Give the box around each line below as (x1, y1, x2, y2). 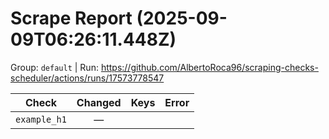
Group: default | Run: (10, 61, 99, 73)
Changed (76, 95, 122, 109)
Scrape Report (10, 7, 133, 30)
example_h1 (15, 113, 67, 125)
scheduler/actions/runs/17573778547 (10, 72, 165, 84)
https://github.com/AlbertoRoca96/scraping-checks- (100, 61, 319, 73)
